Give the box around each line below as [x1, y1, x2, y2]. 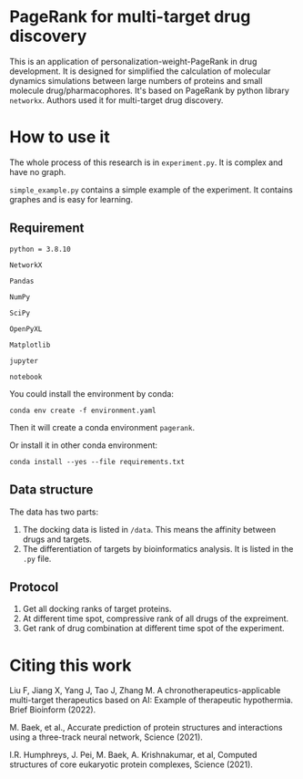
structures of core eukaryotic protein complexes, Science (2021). [9, 759, 253, 770]
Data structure [9, 482, 94, 498]
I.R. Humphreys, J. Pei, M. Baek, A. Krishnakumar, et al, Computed [9, 750, 258, 761]
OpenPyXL [9, 324, 43, 334]
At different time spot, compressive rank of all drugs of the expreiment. [22, 613, 289, 624]
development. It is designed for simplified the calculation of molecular [9, 66, 271, 77]
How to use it [9, 127, 111, 148]
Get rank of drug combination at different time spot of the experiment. [22, 623, 285, 634]
